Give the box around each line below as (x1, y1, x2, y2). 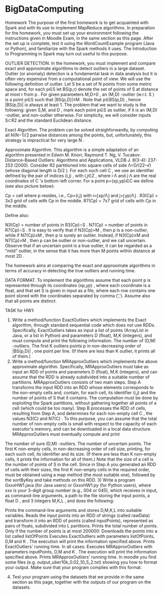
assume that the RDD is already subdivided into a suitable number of (12, 374, 150, 380)
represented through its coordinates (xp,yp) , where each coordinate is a (5, 282, 151, 288)
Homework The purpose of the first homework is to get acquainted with (5, 20, 149, 25)
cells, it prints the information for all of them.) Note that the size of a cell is (5, 456, 154, 462)
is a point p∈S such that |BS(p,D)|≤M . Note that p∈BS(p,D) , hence (5, 96, 141, 102)
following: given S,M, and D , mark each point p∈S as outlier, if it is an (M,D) (5, 107, 158, 113)
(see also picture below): (5, 183, 55, 189)
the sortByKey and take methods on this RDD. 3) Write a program (5, 477, 135, 483)
